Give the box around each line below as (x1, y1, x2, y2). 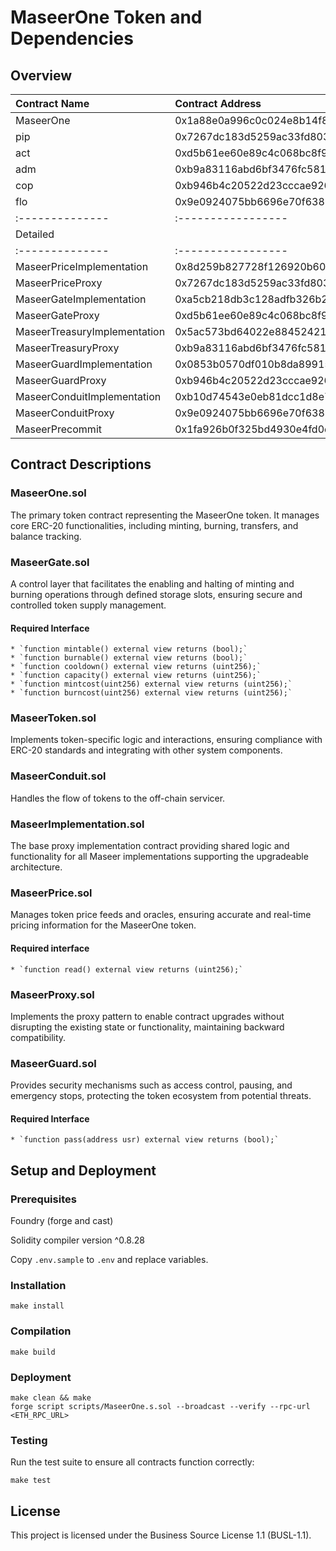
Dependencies (10, 27, 134, 50)
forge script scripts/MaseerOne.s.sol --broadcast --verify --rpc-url (10, 1401, 311, 1411)
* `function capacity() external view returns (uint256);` (10, 671, 262, 681)
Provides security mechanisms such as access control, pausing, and (10, 1079, 293, 1091)
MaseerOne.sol (10, 486, 87, 500)
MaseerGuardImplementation (15, 357, 153, 371)
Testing (10, 1433, 48, 1447)
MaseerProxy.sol (10, 987, 95, 1001)
